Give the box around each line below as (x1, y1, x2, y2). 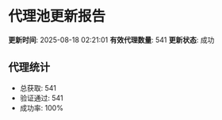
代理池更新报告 (8, 7, 106, 25)
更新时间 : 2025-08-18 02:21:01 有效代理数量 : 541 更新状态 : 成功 (8, 35, 215, 45)
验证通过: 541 (19, 93, 63, 103)
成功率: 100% (19, 103, 63, 112)
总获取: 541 (19, 83, 57, 92)
